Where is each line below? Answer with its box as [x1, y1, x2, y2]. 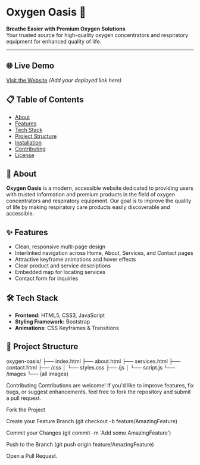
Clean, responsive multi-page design [14, 243, 106, 250]
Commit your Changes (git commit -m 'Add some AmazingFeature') [6, 429, 171, 436]
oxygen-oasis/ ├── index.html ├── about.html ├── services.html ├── [6, 358, 180, 365]
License [14, 152, 35, 159]
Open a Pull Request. [6, 452, 58, 459]
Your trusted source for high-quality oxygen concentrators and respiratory [6, 31, 189, 38]
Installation [14, 138, 42, 146]
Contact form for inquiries [14, 275, 79, 282]
